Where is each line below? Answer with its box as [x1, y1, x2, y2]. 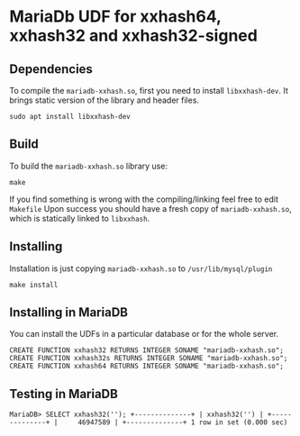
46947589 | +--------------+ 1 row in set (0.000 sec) [77, 418, 288, 427]
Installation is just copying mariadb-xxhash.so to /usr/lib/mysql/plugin [9, 263, 273, 274]
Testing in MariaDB [9, 386, 119, 402]
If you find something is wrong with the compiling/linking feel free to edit [9, 194, 279, 204]
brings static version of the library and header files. [9, 95, 200, 105]
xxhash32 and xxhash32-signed [9, 25, 259, 46]
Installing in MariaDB [9, 304, 129, 321]
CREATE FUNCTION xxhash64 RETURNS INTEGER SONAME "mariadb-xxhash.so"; [9, 362, 284, 371]
